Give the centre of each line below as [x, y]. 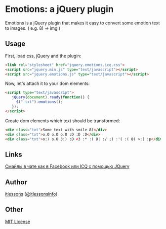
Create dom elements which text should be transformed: [62, 121]
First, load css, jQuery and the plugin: [43, 56]
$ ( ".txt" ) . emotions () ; [40, 102]
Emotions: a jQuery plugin [59, 9]
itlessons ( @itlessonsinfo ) [31, 194]
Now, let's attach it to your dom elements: [47, 83]
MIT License [18, 222]
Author [16, 182]
